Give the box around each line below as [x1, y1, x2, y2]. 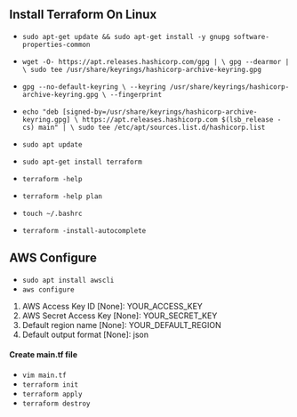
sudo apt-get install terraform [21, 157, 142, 166]
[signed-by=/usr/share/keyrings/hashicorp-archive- [61, 107, 258, 116]
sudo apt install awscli [21, 276, 115, 285]
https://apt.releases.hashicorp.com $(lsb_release [82, 115, 274, 124]
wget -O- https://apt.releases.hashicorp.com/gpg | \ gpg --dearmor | [21, 57, 290, 66]
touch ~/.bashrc [21, 209, 83, 218]
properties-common [21, 40, 91, 49]
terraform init [21, 380, 79, 389]
